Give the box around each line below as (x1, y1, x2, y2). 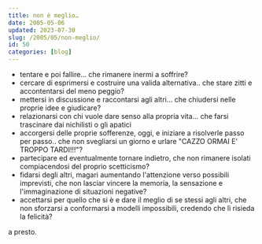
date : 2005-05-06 (8, 19, 65, 27)
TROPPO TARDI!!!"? (19, 145, 83, 154)
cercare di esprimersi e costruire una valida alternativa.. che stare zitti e (19, 78, 253, 87)
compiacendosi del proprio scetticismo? (19, 162, 149, 171)
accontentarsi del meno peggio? (19, 87, 124, 95)
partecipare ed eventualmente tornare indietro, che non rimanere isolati (19, 153, 252, 162)
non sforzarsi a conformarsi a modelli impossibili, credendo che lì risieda (19, 204, 255, 213)
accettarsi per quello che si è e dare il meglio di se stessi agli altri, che (19, 195, 247, 205)
